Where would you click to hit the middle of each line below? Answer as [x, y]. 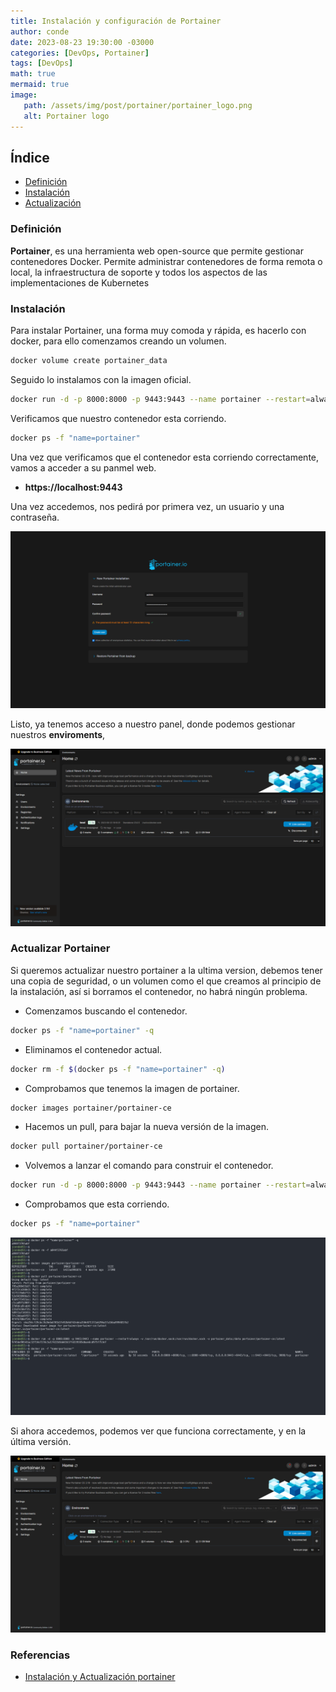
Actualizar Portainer [60, 948]
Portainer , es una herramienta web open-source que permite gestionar [157, 251]
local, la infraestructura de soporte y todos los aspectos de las [139, 272]
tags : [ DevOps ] [42, 63]
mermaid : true [40, 85]
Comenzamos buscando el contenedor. [106, 1011]
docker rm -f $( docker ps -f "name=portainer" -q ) [118, 1069]
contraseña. [35, 517]
